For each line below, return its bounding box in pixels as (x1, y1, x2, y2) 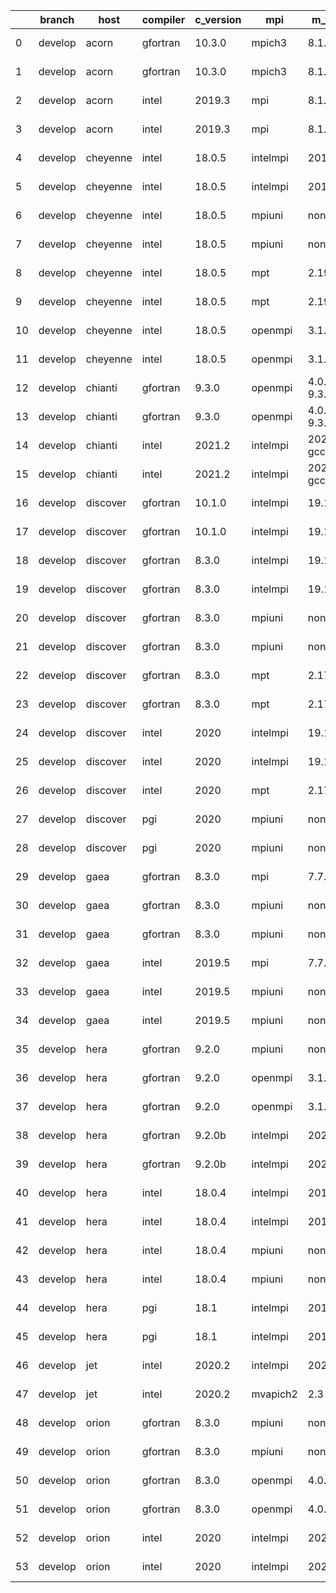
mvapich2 (251, 1387, 298, 1401)
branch (39, 13, 75, 26)
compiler (141, 13, 186, 26)
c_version (194, 13, 242, 26)
